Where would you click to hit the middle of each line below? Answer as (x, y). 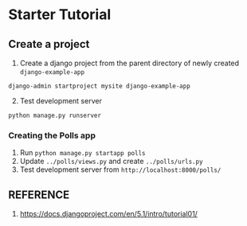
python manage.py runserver (55, 115)
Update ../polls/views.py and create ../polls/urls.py (111, 162)
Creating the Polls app (52, 135)
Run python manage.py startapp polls (82, 153)
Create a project (49, 44)
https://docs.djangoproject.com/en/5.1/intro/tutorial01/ (108, 214)
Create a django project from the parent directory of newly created (129, 63)
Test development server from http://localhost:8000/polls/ (120, 169)
